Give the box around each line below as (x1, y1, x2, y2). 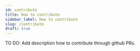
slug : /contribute (5, 21, 44, 27)
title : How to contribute (5, 12, 60, 17)
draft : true (5, 26, 30, 31)
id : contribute (5, 7, 37, 13)
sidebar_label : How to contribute (5, 17, 78, 22)
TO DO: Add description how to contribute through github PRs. (5, 40, 135, 46)
